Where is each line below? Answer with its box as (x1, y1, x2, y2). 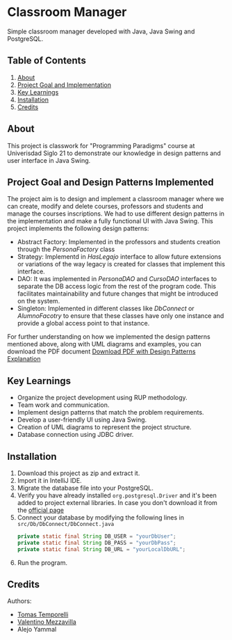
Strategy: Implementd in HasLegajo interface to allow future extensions (17, 253, 222, 261)
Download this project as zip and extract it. (17, 469, 140, 477)
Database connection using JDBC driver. (17, 431, 134, 439)
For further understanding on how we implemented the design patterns (7, 333, 210, 341)
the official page (17, 506, 65, 514)
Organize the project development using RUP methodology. (17, 394, 188, 402)
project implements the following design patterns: (7, 224, 149, 233)
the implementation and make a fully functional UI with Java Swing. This (7, 217, 213, 225)
